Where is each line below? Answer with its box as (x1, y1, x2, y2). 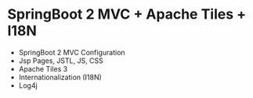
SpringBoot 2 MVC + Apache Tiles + (7, 5, 247, 23)
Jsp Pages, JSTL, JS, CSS (18, 56, 103, 65)
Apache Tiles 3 (18, 64, 68, 73)
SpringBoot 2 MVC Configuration (18, 47, 126, 57)
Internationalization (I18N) (18, 72, 103, 82)
